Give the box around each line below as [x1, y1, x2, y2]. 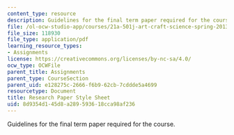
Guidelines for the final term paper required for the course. [7, 120, 175, 128]
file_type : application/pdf [7, 36, 89, 43]
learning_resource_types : [7, 42, 82, 49]
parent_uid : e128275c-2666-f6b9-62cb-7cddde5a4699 [7, 81, 157, 88]
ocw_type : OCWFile [7, 62, 61, 69]
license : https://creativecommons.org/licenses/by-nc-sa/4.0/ [7, 56, 192, 63]
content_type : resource [7, 10, 77, 17]
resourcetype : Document [7, 88, 77, 95]
